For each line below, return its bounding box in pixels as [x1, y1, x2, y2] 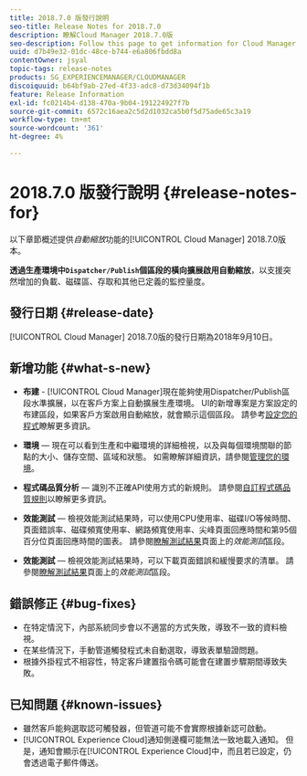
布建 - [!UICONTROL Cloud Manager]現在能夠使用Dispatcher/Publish [22, 386, 282, 397]
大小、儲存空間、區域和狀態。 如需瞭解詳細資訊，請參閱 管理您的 [38, 451, 281, 462]
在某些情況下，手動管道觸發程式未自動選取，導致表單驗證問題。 [22, 645, 263, 655]
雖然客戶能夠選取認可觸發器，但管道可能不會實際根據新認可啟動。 [22, 723, 271, 734]
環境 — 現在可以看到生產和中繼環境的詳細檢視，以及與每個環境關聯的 [22, 440, 284, 451]
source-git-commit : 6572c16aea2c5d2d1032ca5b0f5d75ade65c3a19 [9, 107, 251, 116]
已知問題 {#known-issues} [9, 697, 163, 712]
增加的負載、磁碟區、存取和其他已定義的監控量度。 [16, 276, 210, 287]
